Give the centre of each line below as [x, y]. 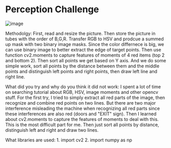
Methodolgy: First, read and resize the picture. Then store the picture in [80, 33]
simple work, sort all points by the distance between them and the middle [82, 66]
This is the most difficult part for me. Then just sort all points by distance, [82, 125]
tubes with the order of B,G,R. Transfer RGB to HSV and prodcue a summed [85, 39]
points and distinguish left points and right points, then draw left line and [81, 71]
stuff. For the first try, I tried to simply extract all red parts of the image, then [85, 97]
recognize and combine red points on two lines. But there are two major [81, 103]
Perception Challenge [52, 9]
